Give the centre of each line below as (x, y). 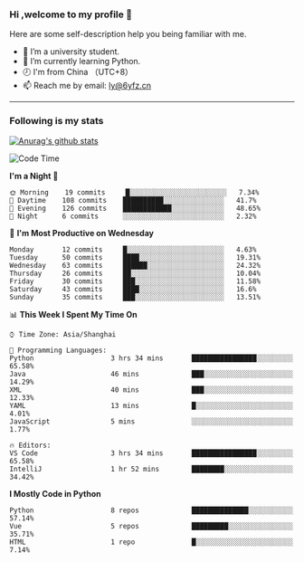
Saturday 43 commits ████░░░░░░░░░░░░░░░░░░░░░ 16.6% (133, 289)
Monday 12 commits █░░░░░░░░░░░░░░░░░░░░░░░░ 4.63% (133, 249)
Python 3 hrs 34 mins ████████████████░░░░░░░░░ (152, 358)
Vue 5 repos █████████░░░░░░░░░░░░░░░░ (152, 526)
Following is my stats (57, 121)
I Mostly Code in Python (55, 493)
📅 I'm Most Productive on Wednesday (81, 233)
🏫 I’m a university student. (71, 52)
